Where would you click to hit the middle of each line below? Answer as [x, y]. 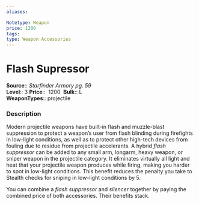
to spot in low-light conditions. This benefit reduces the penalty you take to [99, 171]
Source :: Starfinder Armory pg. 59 [49, 86]
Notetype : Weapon [28, 22]
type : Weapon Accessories [38, 40]
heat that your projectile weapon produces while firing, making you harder [98, 165]
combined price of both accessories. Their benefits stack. [78, 196]
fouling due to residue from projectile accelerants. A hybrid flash [86, 146]
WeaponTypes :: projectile [38, 98]
